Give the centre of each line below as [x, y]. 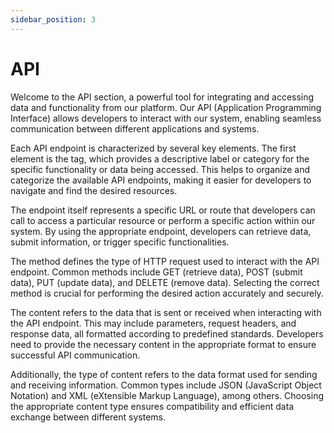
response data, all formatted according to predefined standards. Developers [167, 333]
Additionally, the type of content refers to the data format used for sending [164, 374]
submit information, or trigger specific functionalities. [120, 242]
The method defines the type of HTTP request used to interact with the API [165, 261]
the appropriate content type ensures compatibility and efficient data [152, 406]
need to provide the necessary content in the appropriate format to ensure [163, 344]
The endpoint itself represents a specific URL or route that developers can [163, 210]
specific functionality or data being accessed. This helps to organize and [160, 169]
